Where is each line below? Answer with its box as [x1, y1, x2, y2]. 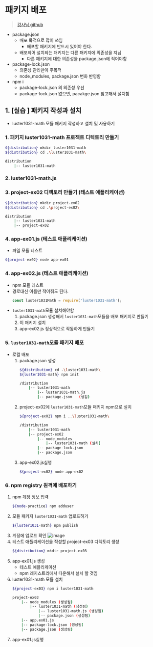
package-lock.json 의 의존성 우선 [19, 84, 85, 90]
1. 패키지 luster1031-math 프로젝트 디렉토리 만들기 [5, 134, 119, 140]
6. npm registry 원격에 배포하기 [5, 482, 77, 488]
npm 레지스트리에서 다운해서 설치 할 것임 [19, 570, 98, 576]
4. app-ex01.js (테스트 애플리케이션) [5, 236, 87, 243]
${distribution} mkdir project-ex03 [12, 548, 87, 553]
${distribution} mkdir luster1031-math [5, 145, 87, 150]
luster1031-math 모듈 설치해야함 [12, 307, 74, 313]
